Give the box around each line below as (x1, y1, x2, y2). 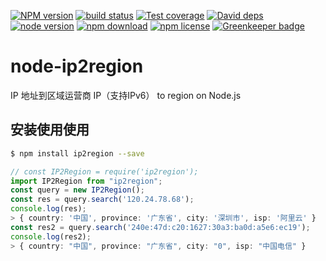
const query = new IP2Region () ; (10, 185, 145, 195)
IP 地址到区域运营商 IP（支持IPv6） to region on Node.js (10, 89, 242, 101)
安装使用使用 (10, 121, 90, 139)
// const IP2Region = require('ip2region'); (10, 166, 199, 177)
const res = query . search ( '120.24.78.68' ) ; (10, 195, 195, 205)
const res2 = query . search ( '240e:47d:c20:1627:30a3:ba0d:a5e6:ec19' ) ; (10, 222, 311, 232)
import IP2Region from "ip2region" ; (10, 176, 163, 186)
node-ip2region (10, 55, 144, 78)
